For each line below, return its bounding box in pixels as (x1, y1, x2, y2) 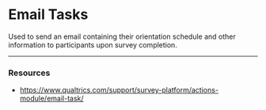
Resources (8, 67, 51, 78)
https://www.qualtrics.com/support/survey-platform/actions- (19, 85, 219, 95)
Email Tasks (8, 6, 89, 24)
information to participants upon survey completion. (8, 40, 178, 49)
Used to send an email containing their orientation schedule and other (8, 32, 236, 41)
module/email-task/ (19, 93, 85, 104)
